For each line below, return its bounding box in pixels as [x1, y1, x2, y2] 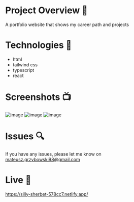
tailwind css [12, 61, 38, 68]
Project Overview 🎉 [5, 5, 88, 16]
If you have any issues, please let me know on [5, 150, 102, 157]
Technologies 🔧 [5, 39, 72, 51]
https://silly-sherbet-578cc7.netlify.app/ [5, 191, 88, 197]
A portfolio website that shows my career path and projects [5, 21, 129, 28]
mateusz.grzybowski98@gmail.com [5, 156, 80, 162]
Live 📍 [5, 174, 31, 186]
